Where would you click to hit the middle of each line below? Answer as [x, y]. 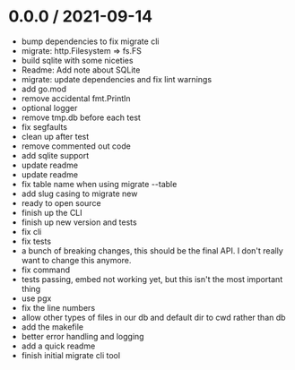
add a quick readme [58, 346]
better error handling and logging [82, 336]
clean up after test [55, 136]
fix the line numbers [58, 307]
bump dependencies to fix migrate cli [90, 41]
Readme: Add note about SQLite [81, 70]
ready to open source [61, 202]
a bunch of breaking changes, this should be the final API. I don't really [152, 250]
